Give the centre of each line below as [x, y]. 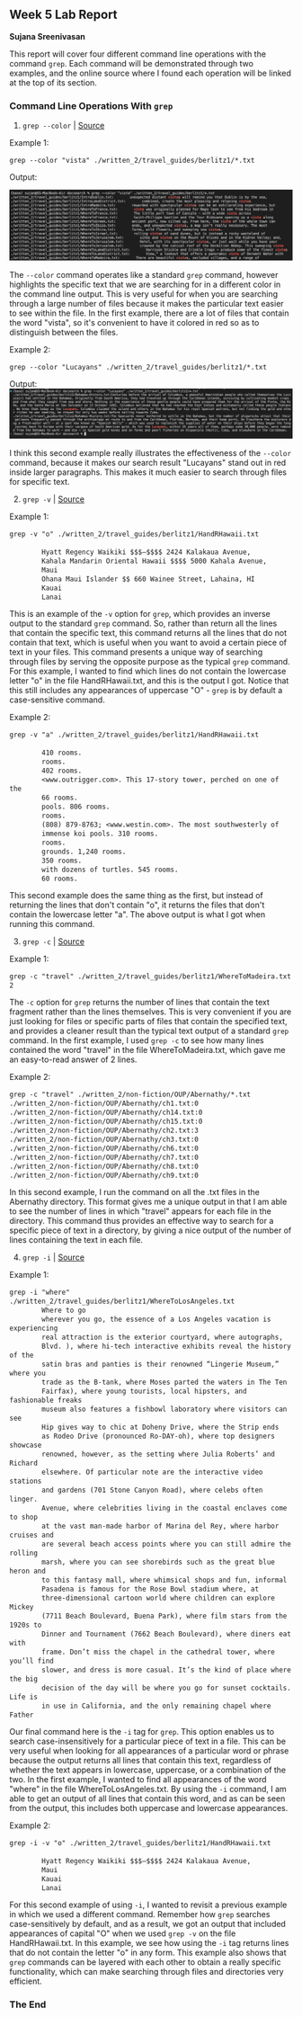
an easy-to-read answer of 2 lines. [73, 1059]
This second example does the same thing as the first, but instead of [136, 895]
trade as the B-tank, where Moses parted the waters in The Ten [164, 1382]
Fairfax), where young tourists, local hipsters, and [144, 1391]
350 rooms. [62, 861]
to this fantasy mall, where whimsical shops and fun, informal [164, 1580]
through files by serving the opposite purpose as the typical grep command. [150, 661]
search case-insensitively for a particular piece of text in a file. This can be [147, 1741]
